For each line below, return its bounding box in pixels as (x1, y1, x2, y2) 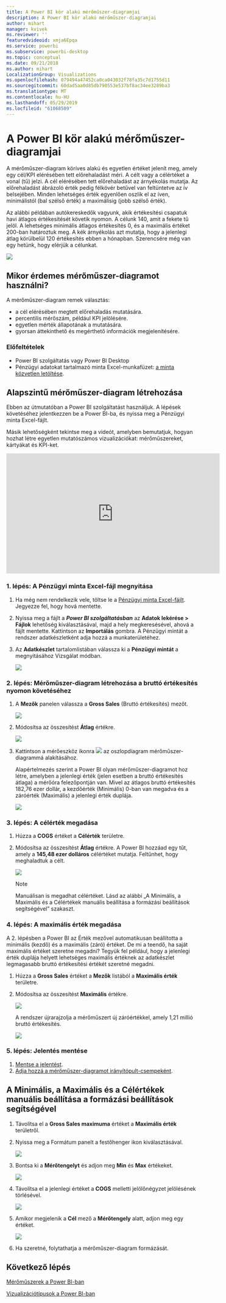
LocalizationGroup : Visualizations (6, 71, 97, 78)
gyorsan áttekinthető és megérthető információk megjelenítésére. (15, 328, 180, 335)
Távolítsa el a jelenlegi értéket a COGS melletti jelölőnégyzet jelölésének (15, 1185, 196, 1192)
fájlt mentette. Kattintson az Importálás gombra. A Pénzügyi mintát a (15, 627, 188, 635)
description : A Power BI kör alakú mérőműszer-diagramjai (6, 15, 157, 21)
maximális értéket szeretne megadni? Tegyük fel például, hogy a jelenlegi (6, 947, 190, 955)
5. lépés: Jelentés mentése (6, 1047, 88, 1055)
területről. (15, 1127, 40, 1134)
